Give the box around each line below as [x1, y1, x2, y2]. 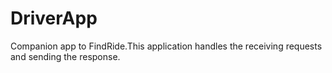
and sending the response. [10, 50, 121, 62]
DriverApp [10, 7, 98, 30]
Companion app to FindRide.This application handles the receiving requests [10, 40, 323, 52]
